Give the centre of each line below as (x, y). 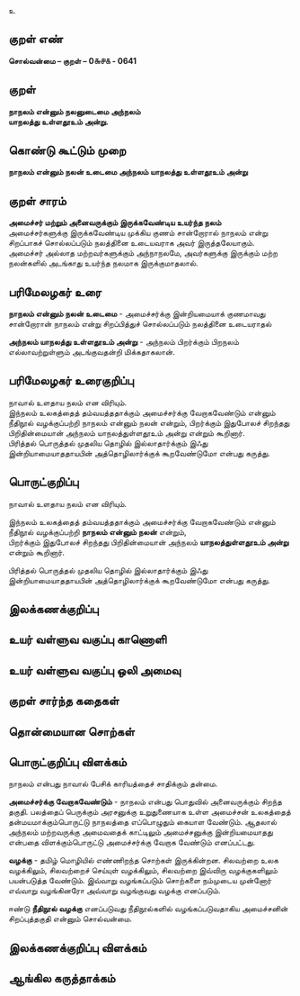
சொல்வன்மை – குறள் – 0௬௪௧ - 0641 (72, 60)
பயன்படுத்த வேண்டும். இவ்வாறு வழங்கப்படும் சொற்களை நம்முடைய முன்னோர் (140, 881)
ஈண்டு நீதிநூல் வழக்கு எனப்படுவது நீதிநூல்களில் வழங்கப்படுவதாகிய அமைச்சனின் (148, 909)
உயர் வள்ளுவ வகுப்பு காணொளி (88, 640)
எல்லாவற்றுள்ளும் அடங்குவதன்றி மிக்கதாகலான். (92, 352)
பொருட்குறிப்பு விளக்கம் (68, 762)
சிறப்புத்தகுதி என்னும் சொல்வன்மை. (70, 919)
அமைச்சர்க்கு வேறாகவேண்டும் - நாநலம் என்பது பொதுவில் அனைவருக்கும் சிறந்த (146, 801)
